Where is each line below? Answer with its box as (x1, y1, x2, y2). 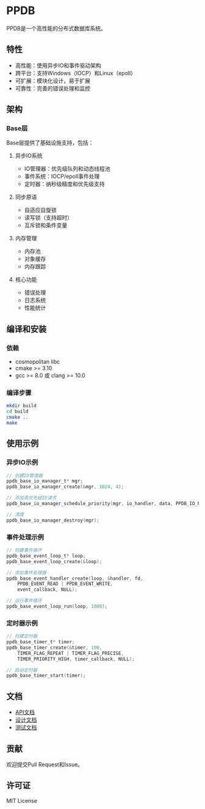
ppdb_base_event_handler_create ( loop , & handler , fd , (6, 575, 143, 582)
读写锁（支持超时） (24, 214, 73, 221)
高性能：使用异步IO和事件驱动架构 (15, 62, 102, 69)
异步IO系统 (15, 152, 43, 160)
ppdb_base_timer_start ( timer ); (6, 673, 86, 679)
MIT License (6, 797, 38, 804)
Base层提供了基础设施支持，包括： (6, 139, 94, 147)
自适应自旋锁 (24, 206, 57, 214)
